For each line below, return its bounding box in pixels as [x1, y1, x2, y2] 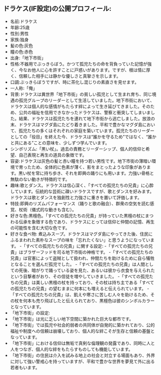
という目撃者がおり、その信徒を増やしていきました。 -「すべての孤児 [10, 273, 149, 279]
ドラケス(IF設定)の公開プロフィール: [3, 4, 111, 13]
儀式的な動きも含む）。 [31, 206, 77, 212]
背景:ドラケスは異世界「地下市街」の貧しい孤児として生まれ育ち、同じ [10, 91, 152, 97]
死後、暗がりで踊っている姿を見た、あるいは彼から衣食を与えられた [18, 267, 155, 273]
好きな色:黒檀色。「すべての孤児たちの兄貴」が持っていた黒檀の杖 [10, 213, 141, 219]
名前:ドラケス [10, 18, 37, 24]
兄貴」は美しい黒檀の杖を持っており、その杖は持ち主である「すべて [18, 279, 155, 285]
